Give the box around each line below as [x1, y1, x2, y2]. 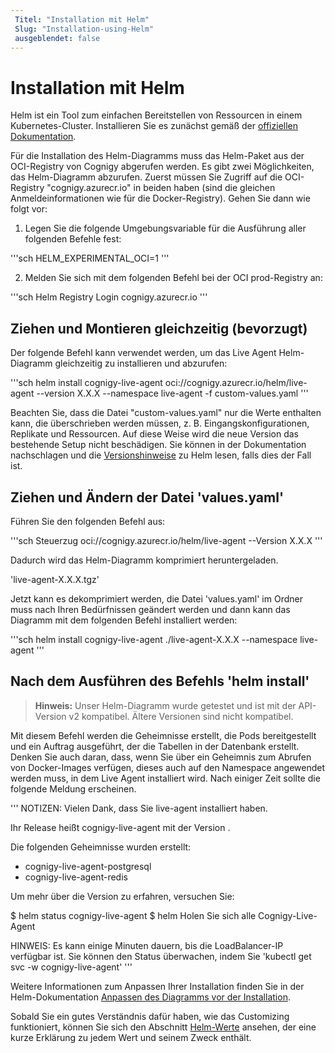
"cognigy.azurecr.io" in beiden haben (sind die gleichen [46, 182, 276, 194]
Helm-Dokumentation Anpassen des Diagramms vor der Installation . [10, 991, 291, 1003]
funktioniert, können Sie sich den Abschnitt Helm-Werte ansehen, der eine [10, 1021, 317, 1033]
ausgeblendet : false [14, 33, 101, 43]
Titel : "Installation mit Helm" [14, 14, 150, 25]
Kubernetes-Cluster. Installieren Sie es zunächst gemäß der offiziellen [10, 120, 299, 132]
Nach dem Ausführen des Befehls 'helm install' [10, 673, 310, 690]
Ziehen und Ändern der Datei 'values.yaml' [10, 489, 285, 506]
